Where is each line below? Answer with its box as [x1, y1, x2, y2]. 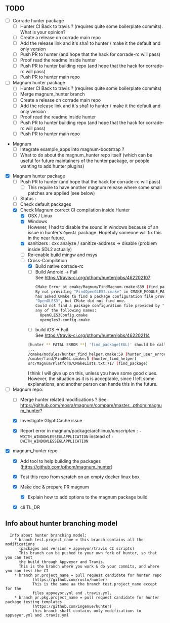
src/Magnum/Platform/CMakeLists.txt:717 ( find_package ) [27, 361, 148, 366]
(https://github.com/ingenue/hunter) [32, 604, 112, 609]
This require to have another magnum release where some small [27, 184, 162, 191]
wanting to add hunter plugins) [20, 163, 84, 169]
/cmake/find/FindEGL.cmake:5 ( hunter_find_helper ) [27, 356, 137, 361]
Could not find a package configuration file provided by [35, 303, 160, 308]
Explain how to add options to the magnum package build [27, 494, 148, 500]
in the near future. [27, 235, 66, 241]
